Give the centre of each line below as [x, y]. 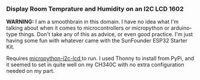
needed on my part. [31, 71]
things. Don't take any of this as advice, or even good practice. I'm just [106, 34]
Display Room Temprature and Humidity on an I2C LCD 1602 [95, 9]
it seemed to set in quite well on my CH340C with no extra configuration [95, 65]
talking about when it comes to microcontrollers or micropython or [88, 28]
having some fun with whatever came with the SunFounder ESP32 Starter [97, 41]
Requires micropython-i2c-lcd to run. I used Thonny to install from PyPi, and [100, 59]
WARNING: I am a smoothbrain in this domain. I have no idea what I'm [92, 22]
